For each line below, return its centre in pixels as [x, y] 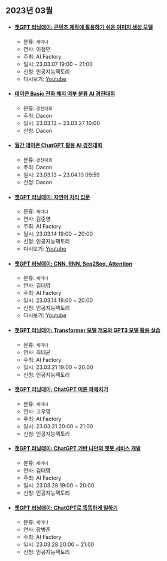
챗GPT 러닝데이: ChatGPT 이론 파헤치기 [61, 389]
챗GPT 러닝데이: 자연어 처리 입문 [52, 197]
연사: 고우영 [37, 411]
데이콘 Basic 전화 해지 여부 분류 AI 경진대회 [64, 94]
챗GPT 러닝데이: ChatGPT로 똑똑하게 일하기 [66, 508]
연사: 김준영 [37, 219]
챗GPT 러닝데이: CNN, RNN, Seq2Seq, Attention [73, 263]
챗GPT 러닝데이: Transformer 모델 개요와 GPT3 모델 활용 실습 [87, 330]
